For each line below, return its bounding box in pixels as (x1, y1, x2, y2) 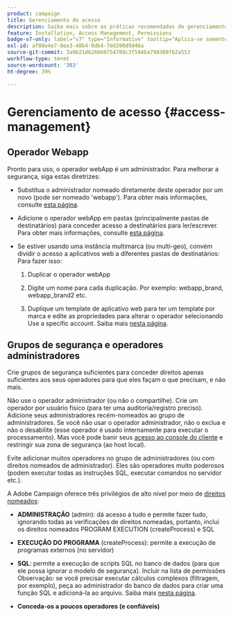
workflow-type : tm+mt (7, 55, 70, 62)
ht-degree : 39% (7, 68, 51, 75)
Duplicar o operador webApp (27, 270, 111, 278)
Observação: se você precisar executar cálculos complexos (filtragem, (17, 574, 220, 582)
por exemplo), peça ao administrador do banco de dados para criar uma (17, 582, 224, 590)
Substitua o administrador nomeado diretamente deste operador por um (17, 185, 223, 194)
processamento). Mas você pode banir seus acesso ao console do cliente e (7, 433, 223, 442)
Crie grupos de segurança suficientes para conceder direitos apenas (7, 368, 205, 376)
